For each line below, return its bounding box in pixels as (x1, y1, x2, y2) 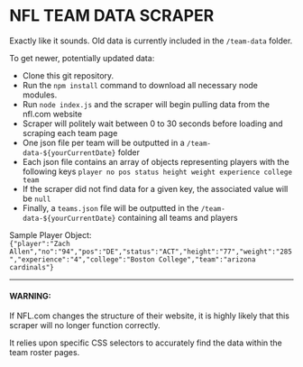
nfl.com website (22, 108, 83, 119)
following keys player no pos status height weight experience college (22, 166, 293, 177)
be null (22, 193, 51, 204)
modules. (22, 89, 58, 100)
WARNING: (9, 290, 51, 301)
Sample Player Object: (9, 229, 92, 240)
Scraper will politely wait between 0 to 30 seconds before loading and (22, 118, 283, 129)
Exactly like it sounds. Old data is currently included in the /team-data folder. (9, 35, 293, 46)
